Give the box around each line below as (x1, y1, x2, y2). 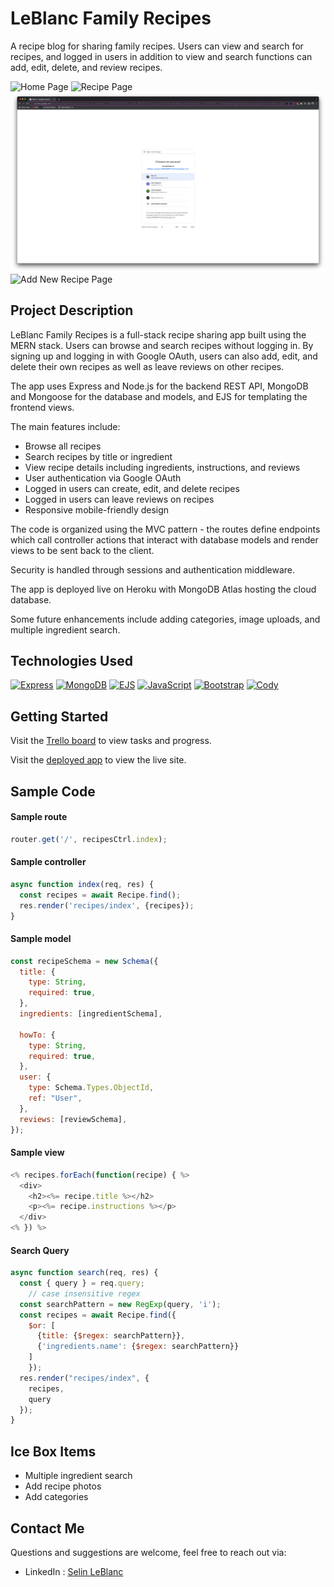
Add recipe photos (24, 1480, 102, 1492)
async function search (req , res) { (10, 1268, 159, 1278)
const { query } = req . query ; (19, 1278, 145, 1289)
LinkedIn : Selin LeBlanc (24, 1565, 124, 1577)
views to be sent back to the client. (10, 544, 155, 556)
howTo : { (19, 1030, 56, 1040)
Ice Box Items (10, 1443, 97, 1460)
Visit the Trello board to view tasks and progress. (10, 735, 212, 747)
